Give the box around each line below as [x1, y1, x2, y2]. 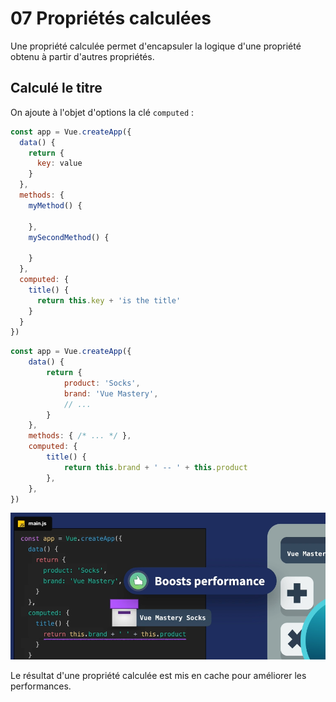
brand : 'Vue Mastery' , [63, 388, 159, 399]
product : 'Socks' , [63, 378, 141, 388]
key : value [36, 158, 83, 169]
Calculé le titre [10, 80, 103, 97]
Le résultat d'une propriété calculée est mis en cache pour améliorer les [10, 670, 307, 682]
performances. [10, 680, 72, 692]
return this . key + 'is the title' [36, 295, 182, 306]
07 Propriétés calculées [10, 7, 212, 30]
